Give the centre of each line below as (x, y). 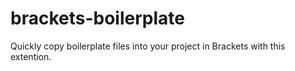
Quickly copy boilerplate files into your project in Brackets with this (148, 46)
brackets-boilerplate (97, 18)
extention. (31, 56)
